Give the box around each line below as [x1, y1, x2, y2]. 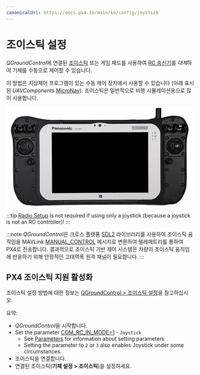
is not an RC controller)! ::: [6, 218, 70, 225]
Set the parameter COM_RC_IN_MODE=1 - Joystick [14, 329, 141, 336]
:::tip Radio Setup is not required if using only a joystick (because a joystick [6, 211, 191, 219]
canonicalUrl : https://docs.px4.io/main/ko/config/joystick [6, 10, 159, 16]
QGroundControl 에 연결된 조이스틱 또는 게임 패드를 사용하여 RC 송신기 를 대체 [6, 59, 187, 66]
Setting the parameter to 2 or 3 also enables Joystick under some [23, 341, 184, 349]
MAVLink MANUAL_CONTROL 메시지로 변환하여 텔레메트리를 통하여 [21, 238, 184, 245]
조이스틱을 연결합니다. [14, 355, 67, 362]
